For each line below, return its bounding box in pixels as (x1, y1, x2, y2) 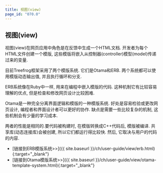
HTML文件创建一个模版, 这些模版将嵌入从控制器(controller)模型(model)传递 (5, 51, 157, 57)
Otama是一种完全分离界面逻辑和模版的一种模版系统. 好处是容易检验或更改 (5, 101, 154, 107)
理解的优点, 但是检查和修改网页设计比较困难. (5, 90, 95, 96)
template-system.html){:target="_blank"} (12, 162, 95, 169)
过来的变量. (5, 57, 28, 63)
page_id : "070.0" (5, 12, 41, 17)
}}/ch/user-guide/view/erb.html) (90, 146, 155, 151)
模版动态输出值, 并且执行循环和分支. (9, 74, 82, 80)
